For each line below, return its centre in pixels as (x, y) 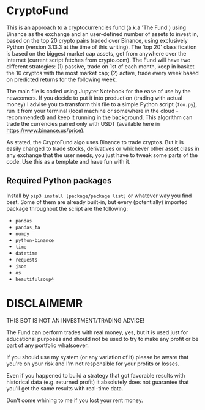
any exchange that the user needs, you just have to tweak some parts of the (102, 155)
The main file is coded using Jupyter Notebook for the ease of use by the (99, 91)
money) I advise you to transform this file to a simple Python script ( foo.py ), (102, 104)
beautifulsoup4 (35, 279)
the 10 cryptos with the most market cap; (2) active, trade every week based (102, 73)
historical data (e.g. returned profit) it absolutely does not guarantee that (98, 382)
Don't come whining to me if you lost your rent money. (75, 400)
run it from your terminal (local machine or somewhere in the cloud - (92, 111)
